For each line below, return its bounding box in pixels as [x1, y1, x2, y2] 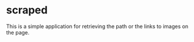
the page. [6, 29, 30, 36]
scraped [6, 3, 48, 17]
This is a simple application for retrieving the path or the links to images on [6, 23, 189, 30]
